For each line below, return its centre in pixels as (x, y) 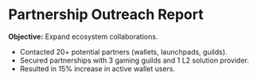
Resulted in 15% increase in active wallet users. (97, 68)
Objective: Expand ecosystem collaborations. (83, 36)
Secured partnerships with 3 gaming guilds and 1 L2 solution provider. (134, 60)
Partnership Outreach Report (106, 15)
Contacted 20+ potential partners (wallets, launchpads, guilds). (124, 51)
